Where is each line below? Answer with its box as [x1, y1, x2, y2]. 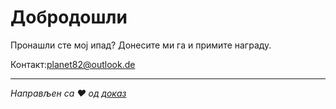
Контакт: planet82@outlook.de [10, 58, 136, 70]
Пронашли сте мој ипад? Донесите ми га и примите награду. [10, 39, 272, 51]
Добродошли [10, 6, 128, 29]
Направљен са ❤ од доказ [10, 87, 127, 99]
